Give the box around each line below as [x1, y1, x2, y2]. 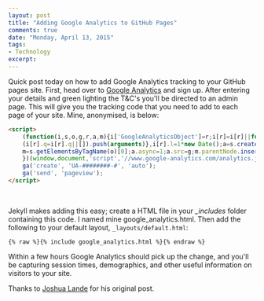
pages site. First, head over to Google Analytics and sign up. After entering [8, 85, 250, 94]
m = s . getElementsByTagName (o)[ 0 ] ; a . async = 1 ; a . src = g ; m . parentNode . [22, 147, 241, 156]
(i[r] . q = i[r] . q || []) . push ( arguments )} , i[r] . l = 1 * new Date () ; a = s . [22, 140, 237, 148]
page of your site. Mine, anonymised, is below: [8, 110, 159, 119]
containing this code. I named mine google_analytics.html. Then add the [8, 214, 241, 224]
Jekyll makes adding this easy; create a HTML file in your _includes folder [8, 206, 247, 215]
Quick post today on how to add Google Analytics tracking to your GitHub [8, 76, 246, 86]
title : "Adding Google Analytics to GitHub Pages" [8, 19, 178, 27]
